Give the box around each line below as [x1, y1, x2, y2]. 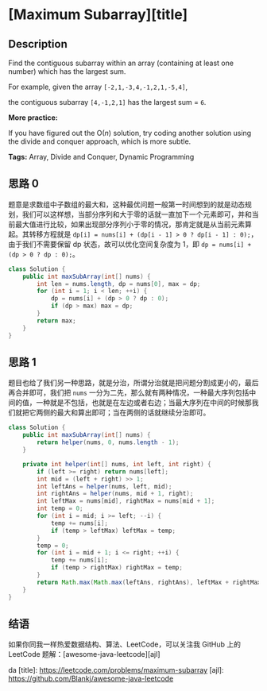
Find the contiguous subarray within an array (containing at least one [8, 58, 234, 68]
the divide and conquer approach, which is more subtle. [8, 137, 192, 146]
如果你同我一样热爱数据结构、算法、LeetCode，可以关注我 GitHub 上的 [8, 639, 241, 649]
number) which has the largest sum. [8, 67, 126, 76]
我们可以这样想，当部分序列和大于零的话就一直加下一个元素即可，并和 [21, 209, 252, 219]
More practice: [8, 113, 58, 122]
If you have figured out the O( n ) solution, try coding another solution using [8, 129, 252, 137]
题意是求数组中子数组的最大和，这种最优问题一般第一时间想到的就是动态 [8, 199, 245, 209]
